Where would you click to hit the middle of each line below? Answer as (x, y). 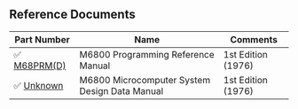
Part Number (42, 39)
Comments (254, 39)
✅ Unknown (39, 85)
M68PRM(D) (40, 66)
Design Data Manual (122, 90)
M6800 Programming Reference (147, 54)
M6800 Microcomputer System (145, 80)
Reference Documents (72, 15)
